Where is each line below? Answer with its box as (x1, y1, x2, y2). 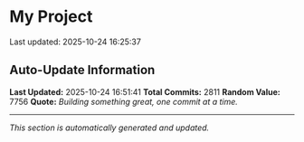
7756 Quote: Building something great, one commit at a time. (9, 96, 238, 107)
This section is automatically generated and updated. (9, 122, 210, 133)
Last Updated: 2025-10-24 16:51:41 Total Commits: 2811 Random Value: (9, 86, 280, 97)
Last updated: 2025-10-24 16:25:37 (9, 36, 142, 47)
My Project (9, 6, 93, 27)
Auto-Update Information (9, 62, 156, 78)
